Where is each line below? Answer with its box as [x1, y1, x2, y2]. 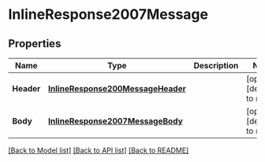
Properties [8, 37, 62, 50]
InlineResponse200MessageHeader [48, 83, 187, 94]
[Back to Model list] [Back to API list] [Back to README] [8, 145, 189, 155]
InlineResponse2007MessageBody [48, 116, 183, 127]
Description [193, 61, 239, 71]
